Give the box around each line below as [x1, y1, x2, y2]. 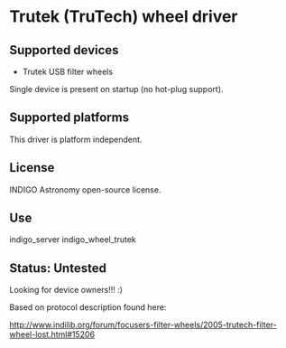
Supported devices [9, 42, 119, 58]
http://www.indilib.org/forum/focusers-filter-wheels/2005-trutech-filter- [9, 319, 277, 331]
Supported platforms [9, 110, 129, 126]
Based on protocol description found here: [9, 302, 167, 313]
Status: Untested [9, 260, 106, 276]
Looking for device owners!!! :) [9, 285, 124, 296]
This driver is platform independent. [9, 134, 143, 145]
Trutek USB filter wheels [22, 66, 114, 77]
